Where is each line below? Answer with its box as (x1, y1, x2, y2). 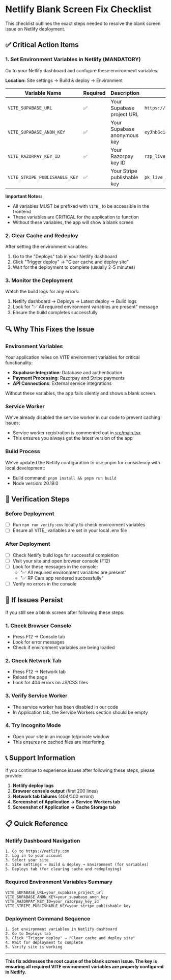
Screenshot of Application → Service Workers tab (12, 798, 121, 805)
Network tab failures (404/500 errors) (12, 793, 94, 799)
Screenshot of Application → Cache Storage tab (12, 804, 116, 810)
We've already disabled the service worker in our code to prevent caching (5, 414, 160, 421)
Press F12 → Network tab (12, 668, 66, 675)
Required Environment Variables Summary (5, 878, 113, 885)
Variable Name (24, 89, 62, 96)
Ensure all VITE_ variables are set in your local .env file (12, 527, 127, 534)
